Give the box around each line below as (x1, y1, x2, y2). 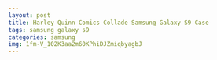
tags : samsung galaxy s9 (8, 26, 90, 34)
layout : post (8, 11, 51, 19)
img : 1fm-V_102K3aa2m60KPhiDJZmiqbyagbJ (8, 41, 143, 48)
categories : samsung (8, 33, 76, 41)
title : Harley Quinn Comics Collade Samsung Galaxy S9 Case (8, 19, 210, 26)
